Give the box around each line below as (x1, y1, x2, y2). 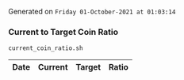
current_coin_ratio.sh (8, 44, 83, 52)
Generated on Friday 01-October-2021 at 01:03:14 (8, 7, 176, 16)
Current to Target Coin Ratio (8, 26, 119, 37)
